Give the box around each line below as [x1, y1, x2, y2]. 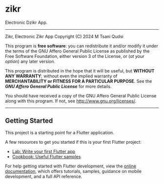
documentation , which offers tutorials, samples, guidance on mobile [5, 168, 142, 174]
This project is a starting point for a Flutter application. [5, 129, 114, 135]
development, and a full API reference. [5, 173, 82, 179]
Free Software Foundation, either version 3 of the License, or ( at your [5, 53, 145, 59]
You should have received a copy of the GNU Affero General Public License [5, 92, 157, 98]
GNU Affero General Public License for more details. [5, 83, 112, 89]
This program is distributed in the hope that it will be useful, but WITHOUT [5, 68, 155, 74]
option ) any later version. [5, 58, 56, 64]
